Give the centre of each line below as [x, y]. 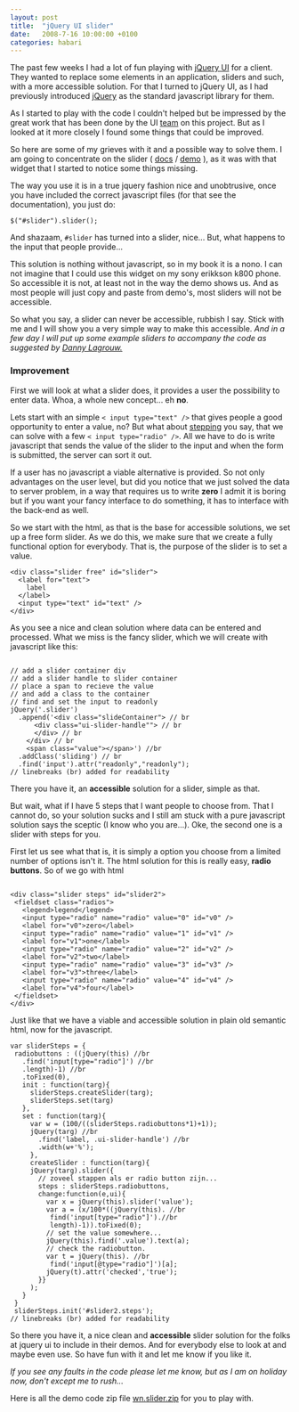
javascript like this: [44, 646]
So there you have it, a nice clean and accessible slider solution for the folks [150, 1335]
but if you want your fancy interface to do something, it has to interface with [149, 501]
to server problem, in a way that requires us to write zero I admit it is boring [148, 491]
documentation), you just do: [63, 205]
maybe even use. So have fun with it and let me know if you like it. [131, 1354]
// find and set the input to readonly [84, 702]
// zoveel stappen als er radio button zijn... [128, 1178]
